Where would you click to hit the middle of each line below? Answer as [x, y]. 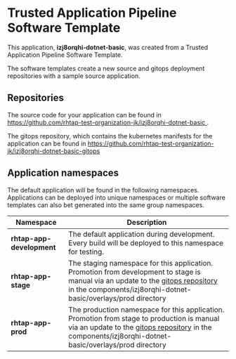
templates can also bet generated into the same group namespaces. [106, 204]
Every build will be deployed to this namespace [146, 242]
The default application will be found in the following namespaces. [103, 190]
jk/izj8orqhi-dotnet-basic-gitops [54, 151]
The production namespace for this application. [146, 309]
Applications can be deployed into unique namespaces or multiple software [117, 197]
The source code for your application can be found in [84, 115]
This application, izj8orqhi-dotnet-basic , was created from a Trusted [108, 47]
